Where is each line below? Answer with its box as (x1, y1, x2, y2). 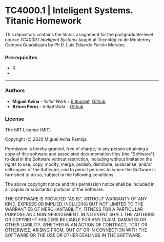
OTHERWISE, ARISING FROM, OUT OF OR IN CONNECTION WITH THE (5, 227, 147, 233)
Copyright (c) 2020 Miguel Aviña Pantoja (5, 136, 87, 142)
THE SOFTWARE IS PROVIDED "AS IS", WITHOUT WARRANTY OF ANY (5, 196, 147, 201)
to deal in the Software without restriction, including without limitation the (5, 156, 152, 162)
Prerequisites (5, 54, 38, 61)
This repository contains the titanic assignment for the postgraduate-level (5, 31, 153, 37)
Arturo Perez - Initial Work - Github (12, 103, 84, 110)
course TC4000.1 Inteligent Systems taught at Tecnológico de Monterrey (5, 37, 151, 43)
